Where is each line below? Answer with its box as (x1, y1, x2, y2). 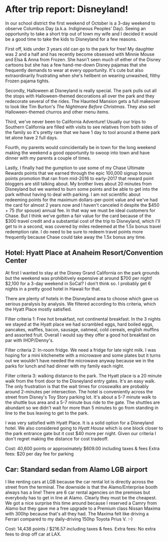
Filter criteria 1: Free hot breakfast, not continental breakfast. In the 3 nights (5, 316, 161, 322)
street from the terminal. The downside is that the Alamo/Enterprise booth (5, 484, 158, 490)
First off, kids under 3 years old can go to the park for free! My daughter (5, 46, 154, 52)
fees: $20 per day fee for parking (5, 451, 74, 457)
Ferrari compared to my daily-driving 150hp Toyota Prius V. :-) (5, 516, 133, 522)
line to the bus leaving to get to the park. (5, 410, 89, 416)
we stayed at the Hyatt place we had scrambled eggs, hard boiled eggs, (5, 321, 154, 327)
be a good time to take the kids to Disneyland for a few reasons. (5, 36, 137, 42)
